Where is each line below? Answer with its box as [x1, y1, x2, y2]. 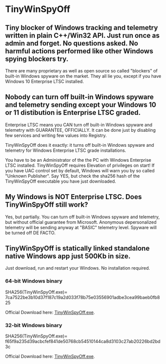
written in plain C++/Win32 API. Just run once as [5, 31, 160, 39]
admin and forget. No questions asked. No [5, 39, 138, 47]
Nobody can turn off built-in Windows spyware [5, 93, 154, 101]
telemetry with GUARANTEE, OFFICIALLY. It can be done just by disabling [5, 127, 156, 133]
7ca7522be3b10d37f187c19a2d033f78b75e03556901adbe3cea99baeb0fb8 [5, 294, 160, 300]
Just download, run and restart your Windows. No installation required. [5, 265, 150, 271]
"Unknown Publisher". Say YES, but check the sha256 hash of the [5, 173, 140, 179]
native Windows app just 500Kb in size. [5, 252, 131, 261]
